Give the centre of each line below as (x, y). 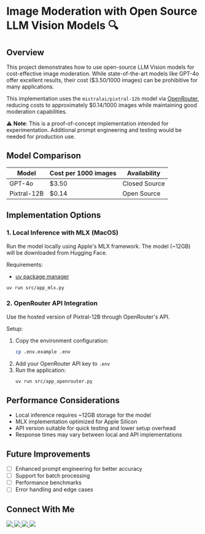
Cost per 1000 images (83, 173)
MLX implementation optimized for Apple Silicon (76, 422)
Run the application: (41, 370)
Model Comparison (44, 156)
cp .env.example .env (43, 352)
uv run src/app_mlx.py (35, 288)
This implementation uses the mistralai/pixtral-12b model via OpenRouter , (103, 99)
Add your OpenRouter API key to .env (63, 363)
